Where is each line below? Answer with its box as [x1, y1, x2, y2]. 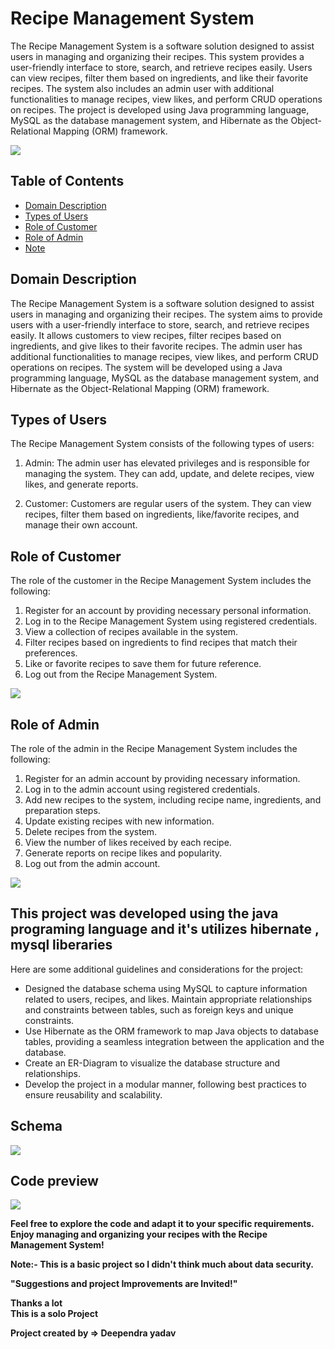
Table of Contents [10, 173, 125, 190]
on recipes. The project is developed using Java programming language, [10, 103, 310, 116]
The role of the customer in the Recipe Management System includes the [10, 575, 312, 587]
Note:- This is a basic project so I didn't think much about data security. [10, 1258, 314, 1271]
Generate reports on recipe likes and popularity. [24, 847, 223, 859]
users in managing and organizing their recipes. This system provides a [10, 50, 305, 62]
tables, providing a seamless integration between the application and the [24, 1035, 325, 1047]
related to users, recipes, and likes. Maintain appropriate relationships [24, 993, 313, 1005]
